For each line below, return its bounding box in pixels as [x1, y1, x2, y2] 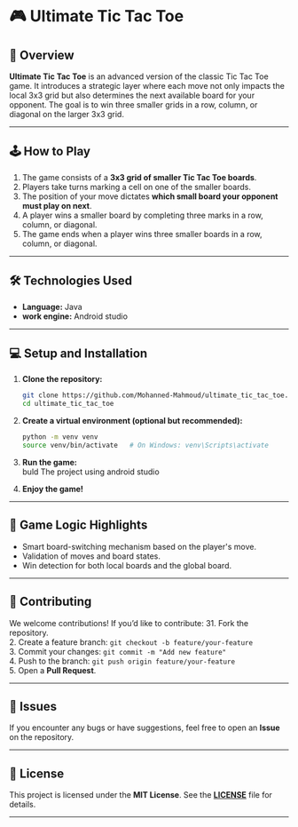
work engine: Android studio [21, 311, 129, 322]
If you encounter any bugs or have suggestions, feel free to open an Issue [9, 722, 281, 733]
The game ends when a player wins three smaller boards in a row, [21, 228, 263, 239]
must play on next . [21, 200, 92, 211]
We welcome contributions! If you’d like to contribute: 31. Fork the [9, 617, 249, 628]
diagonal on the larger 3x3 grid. [9, 109, 124, 119]
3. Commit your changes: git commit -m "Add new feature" [9, 646, 227, 656]
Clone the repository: [21, 374, 103, 385]
